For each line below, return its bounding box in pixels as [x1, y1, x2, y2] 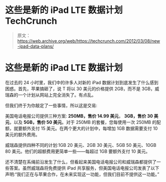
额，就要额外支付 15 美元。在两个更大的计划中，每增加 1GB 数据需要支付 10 [5, 125, 158, 131]
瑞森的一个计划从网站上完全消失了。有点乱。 [5, 92, 96, 98]
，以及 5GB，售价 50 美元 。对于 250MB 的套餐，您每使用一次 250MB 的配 [9, 119, 161, 125]
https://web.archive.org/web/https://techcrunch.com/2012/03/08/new [17, 38, 161, 44]
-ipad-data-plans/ [17, 43, 54, 49]
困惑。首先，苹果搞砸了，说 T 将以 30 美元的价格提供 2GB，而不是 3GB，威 [5, 85, 160, 92]
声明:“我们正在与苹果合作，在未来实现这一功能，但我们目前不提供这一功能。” [5, 171, 160, 177]
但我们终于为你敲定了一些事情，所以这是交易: [5, 102, 98, 108]
